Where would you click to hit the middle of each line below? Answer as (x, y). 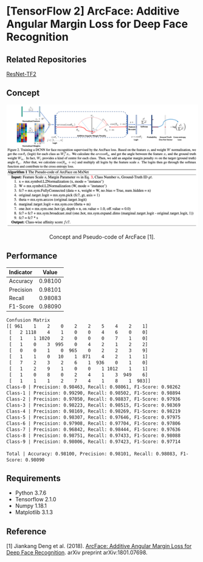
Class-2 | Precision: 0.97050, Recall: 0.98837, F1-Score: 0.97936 (94, 399)
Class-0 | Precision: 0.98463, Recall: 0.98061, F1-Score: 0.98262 (94, 387)
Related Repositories (46, 59)
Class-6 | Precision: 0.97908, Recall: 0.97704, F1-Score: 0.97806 (94, 423)
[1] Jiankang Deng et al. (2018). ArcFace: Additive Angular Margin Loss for (99, 546)
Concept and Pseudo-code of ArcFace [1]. (102, 237)
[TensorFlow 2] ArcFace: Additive (93, 11)
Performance (32, 256)
